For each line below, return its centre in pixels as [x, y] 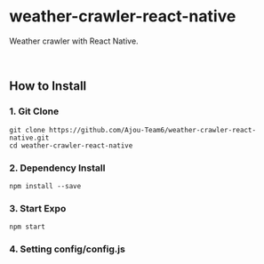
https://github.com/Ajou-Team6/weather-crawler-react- [152, 130]
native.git [29, 138]
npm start [28, 227]
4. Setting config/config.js [68, 249]
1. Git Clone [34, 111]
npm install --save [45, 186]
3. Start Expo [38, 208]
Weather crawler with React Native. [74, 41]
